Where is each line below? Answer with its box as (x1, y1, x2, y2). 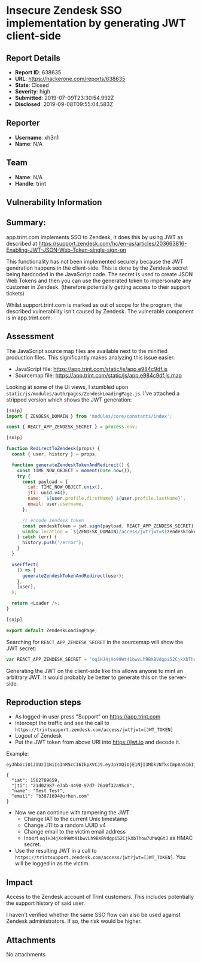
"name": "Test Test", (11, 788, 66, 794)
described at (6, 240, 38, 247)
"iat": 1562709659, (11, 777, 60, 784)
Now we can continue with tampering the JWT (14, 809, 130, 816)
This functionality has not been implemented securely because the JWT (6, 258, 184, 265)
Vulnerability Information (6, 197, 102, 207)
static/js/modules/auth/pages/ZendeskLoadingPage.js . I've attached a (6, 390, 180, 397)
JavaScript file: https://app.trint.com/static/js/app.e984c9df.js (14, 365, 168, 372)
